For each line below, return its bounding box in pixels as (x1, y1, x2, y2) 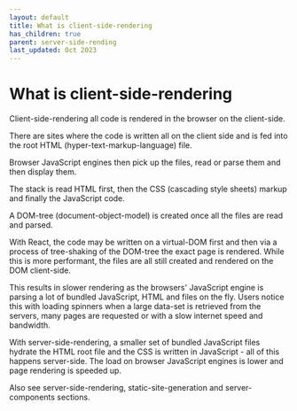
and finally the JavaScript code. (9, 193, 126, 204)
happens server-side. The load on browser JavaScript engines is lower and (9, 356, 284, 367)
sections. (57, 392, 90, 403)
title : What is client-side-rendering (9, 21, 152, 30)
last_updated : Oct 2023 (9, 46, 98, 55)
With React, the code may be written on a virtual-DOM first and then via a (9, 237, 277, 248)
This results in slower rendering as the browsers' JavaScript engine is (9, 283, 264, 293)
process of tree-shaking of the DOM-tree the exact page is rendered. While (9, 246, 285, 257)
